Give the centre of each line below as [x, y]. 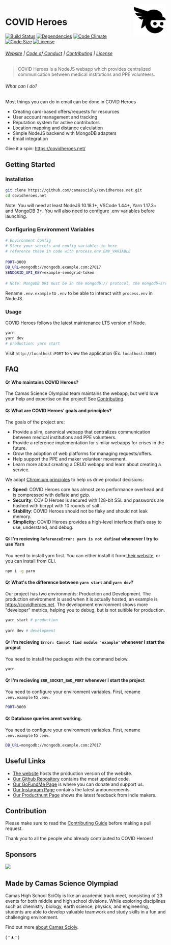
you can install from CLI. [31, 561]
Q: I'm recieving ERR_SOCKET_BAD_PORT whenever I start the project [75, 680]
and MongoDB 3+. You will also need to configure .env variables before [80, 211]
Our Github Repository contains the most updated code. [71, 779]
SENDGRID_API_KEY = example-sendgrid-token [50, 273]
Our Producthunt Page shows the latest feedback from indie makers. [84, 795]
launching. [16, 216]
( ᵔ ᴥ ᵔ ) [12, 937]
